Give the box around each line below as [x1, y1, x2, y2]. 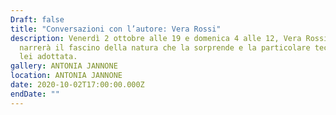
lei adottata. [19, 52, 78, 62]
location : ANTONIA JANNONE [10, 71, 123, 81]
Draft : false [10, 14, 65, 25]
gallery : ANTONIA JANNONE [10, 61, 118, 71]
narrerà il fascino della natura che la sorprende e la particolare [19, 42, 311, 53]
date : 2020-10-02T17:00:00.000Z [10, 80, 145, 90]
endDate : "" [10, 89, 60, 99]
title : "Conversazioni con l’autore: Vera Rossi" [10, 24, 222, 34]
